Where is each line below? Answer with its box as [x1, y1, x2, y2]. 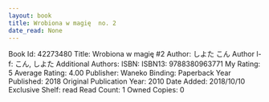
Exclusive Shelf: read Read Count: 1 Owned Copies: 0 [8, 85, 185, 95]
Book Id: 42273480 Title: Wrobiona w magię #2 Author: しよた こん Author [8, 49, 255, 59]
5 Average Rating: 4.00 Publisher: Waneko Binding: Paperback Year [8, 69, 231, 78]
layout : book [8, 11, 52, 20]
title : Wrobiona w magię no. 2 [8, 19, 116, 27]
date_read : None [8, 26, 63, 34]
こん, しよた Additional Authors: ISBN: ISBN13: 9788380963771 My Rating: [14, 59, 261, 69]
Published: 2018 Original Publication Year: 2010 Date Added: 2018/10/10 [8, 76, 246, 86]
